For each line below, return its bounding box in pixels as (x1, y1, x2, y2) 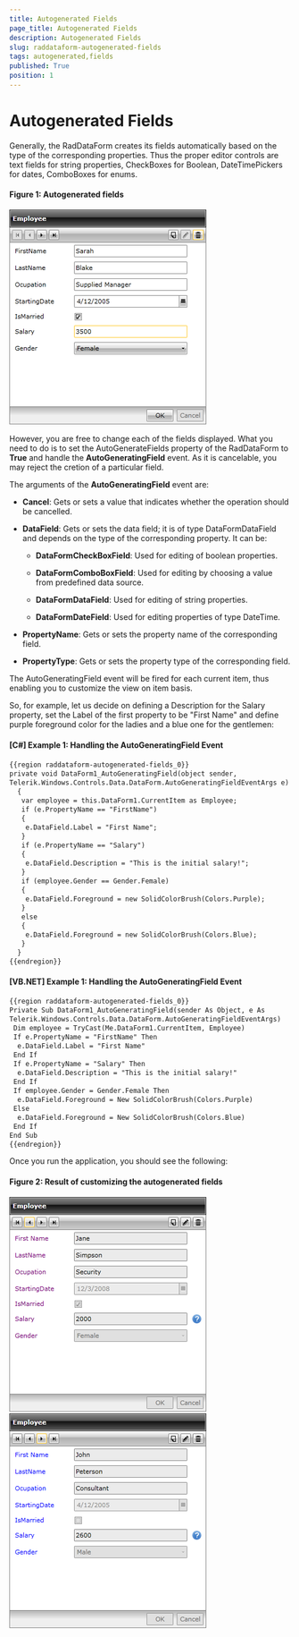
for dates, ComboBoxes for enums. (9, 168, 138, 179)
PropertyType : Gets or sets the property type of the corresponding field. (21, 656, 291, 666)
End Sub (9, 1132, 38, 1141)
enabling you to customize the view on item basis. (9, 683, 194, 693)
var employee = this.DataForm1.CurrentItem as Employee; (21, 796, 238, 805)
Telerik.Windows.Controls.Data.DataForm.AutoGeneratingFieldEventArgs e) (9, 778, 290, 787)
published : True (9, 62, 70, 71)
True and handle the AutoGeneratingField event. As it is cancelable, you (9, 453, 278, 463)
